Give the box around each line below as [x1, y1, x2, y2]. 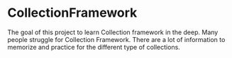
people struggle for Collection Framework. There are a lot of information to [7, 35, 226, 43]
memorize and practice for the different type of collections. [7, 43, 181, 51]
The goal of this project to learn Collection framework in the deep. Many [7, 28, 219, 36]
